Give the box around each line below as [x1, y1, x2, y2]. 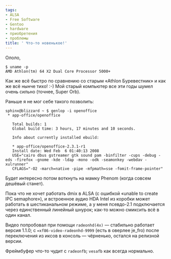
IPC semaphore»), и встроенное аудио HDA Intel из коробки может [5, 195, 151, 202]
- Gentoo [5, 21, 24, 27]
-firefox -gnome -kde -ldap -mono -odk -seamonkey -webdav [14, 157, 143, 162]
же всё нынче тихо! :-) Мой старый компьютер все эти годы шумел [5, 83, 153, 89]
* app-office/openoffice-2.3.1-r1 [12, 143, 86, 149]
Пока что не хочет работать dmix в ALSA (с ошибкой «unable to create [5, 190, 158, 196]
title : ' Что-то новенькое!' [5, 41, 67, 46]
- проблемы [5, 36, 29, 41]
